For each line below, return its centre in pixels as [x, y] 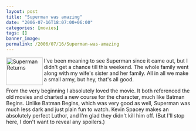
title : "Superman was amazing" [44, 17]
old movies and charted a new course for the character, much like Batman [95, 96]
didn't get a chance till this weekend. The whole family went [116, 67]
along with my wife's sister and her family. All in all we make [116, 73]
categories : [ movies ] [33, 28]
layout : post [22, 11]
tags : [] [17, 33]
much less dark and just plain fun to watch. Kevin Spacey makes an [87, 109]
